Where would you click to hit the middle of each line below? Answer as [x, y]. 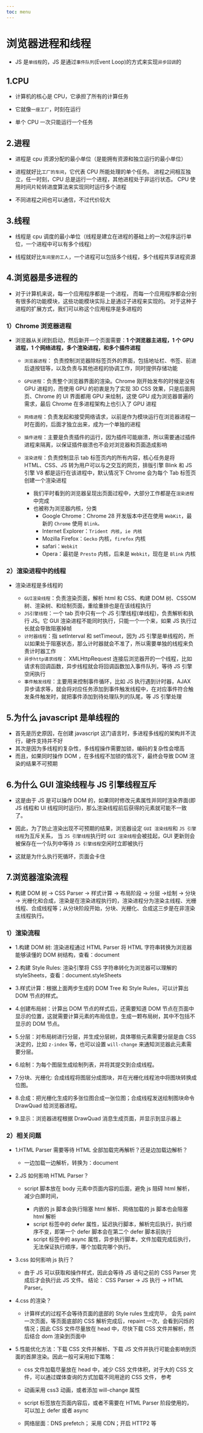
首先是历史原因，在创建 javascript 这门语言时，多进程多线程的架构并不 [103, 733]
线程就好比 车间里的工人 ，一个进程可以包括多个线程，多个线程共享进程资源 [105, 257]
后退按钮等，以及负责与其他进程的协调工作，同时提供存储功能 [101, 368]
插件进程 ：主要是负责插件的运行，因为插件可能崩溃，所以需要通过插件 [110, 437]
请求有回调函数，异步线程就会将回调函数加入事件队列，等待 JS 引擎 [108, 667]
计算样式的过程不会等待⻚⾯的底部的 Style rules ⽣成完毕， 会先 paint [110, 1314]
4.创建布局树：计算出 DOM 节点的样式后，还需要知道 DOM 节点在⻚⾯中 [105, 1009]
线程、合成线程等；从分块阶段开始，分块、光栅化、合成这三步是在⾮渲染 [105, 908]
